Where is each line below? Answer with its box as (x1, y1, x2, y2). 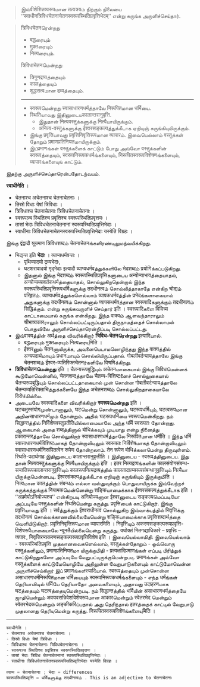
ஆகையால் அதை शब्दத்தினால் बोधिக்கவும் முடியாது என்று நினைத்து (14, 426, 160, 433)
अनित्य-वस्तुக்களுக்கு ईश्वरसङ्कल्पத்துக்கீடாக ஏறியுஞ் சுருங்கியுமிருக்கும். (38, 125, 190, 131)
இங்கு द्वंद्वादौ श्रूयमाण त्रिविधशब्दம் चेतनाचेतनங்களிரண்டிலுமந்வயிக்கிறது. (6, 239, 152, 247)
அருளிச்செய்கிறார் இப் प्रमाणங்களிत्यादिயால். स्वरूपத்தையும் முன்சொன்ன (14, 567, 170, 574)
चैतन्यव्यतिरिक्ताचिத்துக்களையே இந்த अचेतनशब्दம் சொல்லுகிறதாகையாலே (14, 386, 170, 393)
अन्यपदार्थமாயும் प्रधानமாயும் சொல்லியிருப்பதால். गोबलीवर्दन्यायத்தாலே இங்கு (23, 352, 183, 359)
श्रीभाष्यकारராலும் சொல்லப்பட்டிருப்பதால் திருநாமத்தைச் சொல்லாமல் (23, 319, 174, 325)
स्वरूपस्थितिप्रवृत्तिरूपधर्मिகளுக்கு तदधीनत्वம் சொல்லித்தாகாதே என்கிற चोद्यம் (23, 285, 182, 292)
